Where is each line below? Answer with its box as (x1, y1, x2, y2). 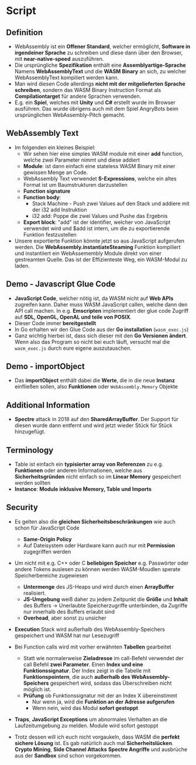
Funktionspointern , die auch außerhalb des (23, 673, 130, 680)
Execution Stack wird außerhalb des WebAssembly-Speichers (14, 626, 165, 633)
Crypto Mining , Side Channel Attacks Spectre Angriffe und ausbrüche (14, 746, 188, 753)
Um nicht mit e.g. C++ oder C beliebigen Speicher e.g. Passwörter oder (14, 559, 189, 566)
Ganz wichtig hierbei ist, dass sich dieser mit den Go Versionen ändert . (14, 332, 188, 339)
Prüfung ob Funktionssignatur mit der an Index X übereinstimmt (23, 692, 177, 699)
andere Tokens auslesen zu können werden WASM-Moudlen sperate (14, 565, 181, 572)
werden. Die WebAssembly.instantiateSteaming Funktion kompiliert (14, 243, 181, 250)
